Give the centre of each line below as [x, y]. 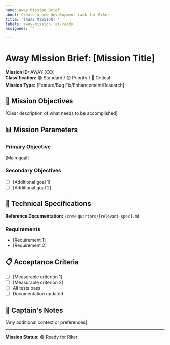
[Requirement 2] [30, 245]
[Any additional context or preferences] [46, 322]
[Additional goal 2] [32, 187]
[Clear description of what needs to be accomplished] [61, 113]
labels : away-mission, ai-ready [39, 24]
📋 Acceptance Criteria [42, 262]
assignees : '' [20, 29]
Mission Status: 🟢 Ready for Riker [41, 337]
